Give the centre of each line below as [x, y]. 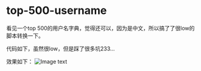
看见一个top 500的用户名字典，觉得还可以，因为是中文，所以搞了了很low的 [100, 28]
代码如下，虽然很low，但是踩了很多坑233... [61, 49]
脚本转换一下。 [25, 35]
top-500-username [57, 11]
